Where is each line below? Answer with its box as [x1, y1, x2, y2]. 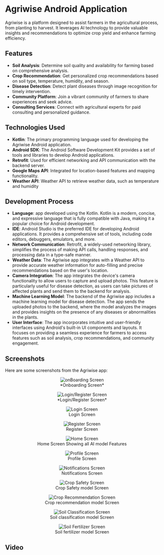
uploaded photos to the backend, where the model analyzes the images [12, 304, 157, 310]
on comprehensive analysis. [12, 68, 69, 73]
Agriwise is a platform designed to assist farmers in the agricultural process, [5, 20, 159, 25]
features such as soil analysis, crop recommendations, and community [12, 335, 155, 341]
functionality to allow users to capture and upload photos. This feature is [12, 278, 159, 284]
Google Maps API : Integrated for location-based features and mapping [12, 167, 155, 173]
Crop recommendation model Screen [44, 500, 120, 506]
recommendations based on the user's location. [12, 268, 109, 274]
